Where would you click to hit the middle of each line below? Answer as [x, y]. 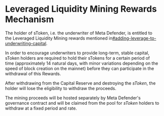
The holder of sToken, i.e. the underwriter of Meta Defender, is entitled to [79, 33]
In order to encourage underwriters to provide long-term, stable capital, [77, 53]
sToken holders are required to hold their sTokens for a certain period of [78, 58]
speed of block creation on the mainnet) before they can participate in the [80, 68]
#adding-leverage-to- [134, 38]
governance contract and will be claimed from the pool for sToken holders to [82, 103]
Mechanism [30, 19]
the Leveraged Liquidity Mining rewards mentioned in [59, 38]
